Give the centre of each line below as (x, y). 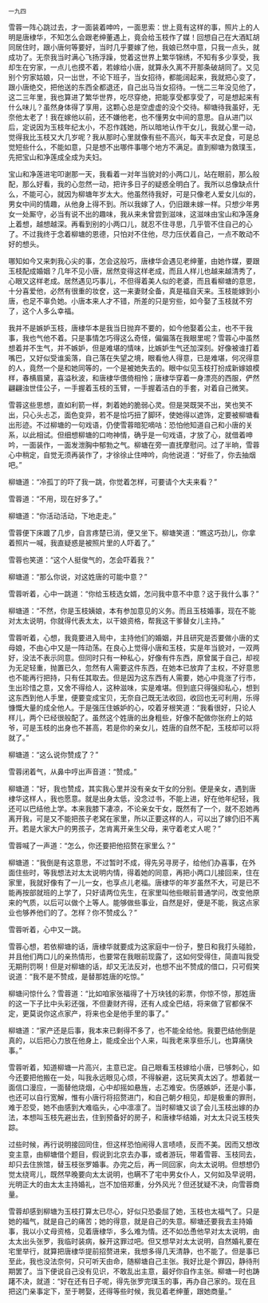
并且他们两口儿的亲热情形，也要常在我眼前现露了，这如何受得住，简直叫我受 (134, 956)
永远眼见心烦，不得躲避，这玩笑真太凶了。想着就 (172, 1077)
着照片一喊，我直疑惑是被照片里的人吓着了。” (82, 543)
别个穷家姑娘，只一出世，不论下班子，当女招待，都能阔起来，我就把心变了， (134, 77)
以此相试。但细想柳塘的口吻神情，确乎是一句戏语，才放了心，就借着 (134, 435)
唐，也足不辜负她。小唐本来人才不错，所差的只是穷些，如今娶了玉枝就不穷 (130, 301)
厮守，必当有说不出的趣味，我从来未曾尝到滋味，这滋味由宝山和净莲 (141, 214)
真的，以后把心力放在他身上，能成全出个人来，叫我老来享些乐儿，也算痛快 (130, 1040)
